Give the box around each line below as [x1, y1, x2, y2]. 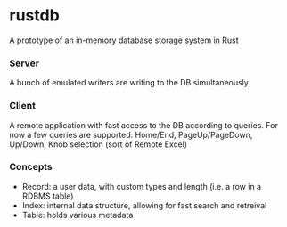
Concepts [9, 161, 53, 174]
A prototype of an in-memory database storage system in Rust [9, 35, 239, 45]
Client [9, 100, 36, 112]
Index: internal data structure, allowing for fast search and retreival [21, 199, 267, 210]
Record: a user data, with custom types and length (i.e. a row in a [21, 181, 261, 191]
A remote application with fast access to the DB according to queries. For [9, 119, 278, 130]
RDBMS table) [21, 191, 74, 201]
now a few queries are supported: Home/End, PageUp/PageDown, [9, 129, 253, 140]
